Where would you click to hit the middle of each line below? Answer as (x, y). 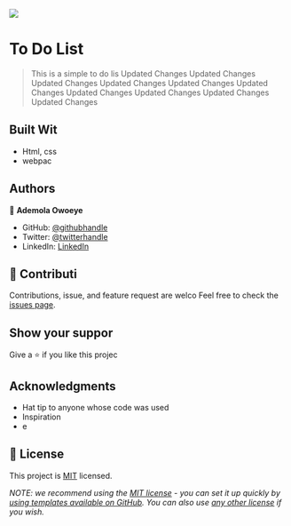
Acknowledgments (63, 386)
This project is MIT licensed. (61, 475)
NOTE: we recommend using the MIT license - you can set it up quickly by (145, 492)
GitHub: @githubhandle (65, 227)
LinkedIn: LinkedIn (55, 246)
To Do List (47, 49)
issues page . (32, 305)
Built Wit (33, 130)
